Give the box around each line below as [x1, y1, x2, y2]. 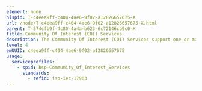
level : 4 [6, 43, 28, 48]
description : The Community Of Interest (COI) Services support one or [6, 37, 189, 43]
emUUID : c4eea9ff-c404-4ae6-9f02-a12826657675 [6, 48, 125, 54]
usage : [6, 53, 23, 59]
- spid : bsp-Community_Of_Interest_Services [17, 64, 130, 71]
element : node [6, 8, 42, 15]
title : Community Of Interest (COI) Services [6, 31, 122, 37]
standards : [22, 70, 50, 76]
